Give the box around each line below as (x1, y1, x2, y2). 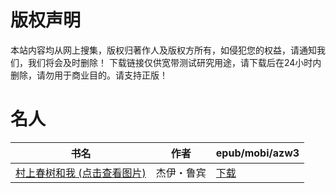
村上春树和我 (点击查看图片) (15, 166, 147, 180)
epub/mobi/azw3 (215, 146, 300, 160)
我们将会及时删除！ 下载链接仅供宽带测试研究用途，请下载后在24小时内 (27, 56, 322, 68)
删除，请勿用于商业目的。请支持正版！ (10, 69, 168, 81)
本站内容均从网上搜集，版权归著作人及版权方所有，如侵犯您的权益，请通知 (10, 44, 317, 56)
